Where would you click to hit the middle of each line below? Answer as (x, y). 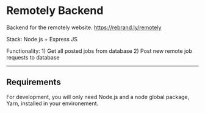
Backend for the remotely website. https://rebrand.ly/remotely (84, 27)
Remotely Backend (55, 11)
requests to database (33, 57)
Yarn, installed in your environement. (52, 103)
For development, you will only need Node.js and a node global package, (98, 97)
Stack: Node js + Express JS (42, 39)
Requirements (34, 82)
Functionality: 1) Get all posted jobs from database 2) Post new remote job (99, 51)
